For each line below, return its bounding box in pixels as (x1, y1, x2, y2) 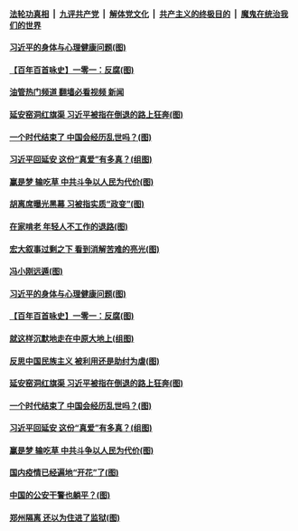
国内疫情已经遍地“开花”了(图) (9, 467, 119, 479)
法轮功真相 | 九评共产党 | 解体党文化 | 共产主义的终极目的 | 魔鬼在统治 (9, 8, 281, 19)
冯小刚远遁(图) (9, 266, 63, 277)
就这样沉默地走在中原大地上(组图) (9, 333, 135, 344)
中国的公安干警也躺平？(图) (9, 489, 111, 501)
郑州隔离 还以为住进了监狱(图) (9, 512, 120, 523)
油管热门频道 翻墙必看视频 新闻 (9, 87, 125, 98)
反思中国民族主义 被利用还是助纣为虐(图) (9, 356, 160, 366)
